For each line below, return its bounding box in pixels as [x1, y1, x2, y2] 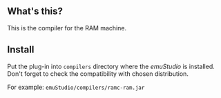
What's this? [7, 6, 64, 17]
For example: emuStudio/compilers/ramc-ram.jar [7, 83, 145, 91]
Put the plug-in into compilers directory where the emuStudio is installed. [7, 62, 215, 70]
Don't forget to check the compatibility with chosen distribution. [7, 69, 189, 78]
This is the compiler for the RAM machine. [7, 23, 126, 32]
